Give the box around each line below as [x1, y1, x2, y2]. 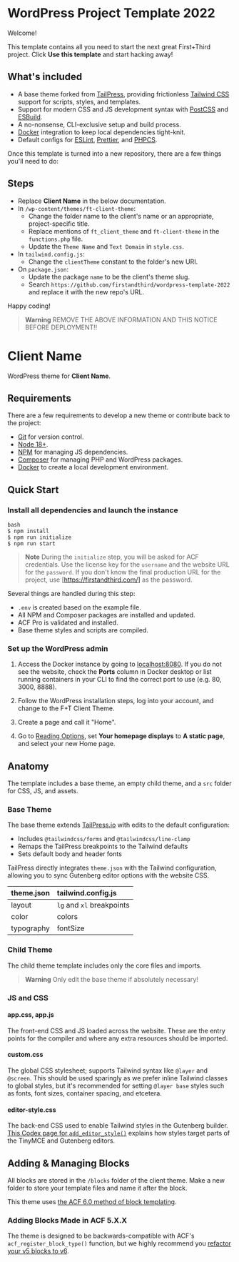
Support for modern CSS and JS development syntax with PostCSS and [17, 105, 228, 114]
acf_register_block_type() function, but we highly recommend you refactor [7, 1239, 232, 1248]
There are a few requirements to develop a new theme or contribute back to [7, 411, 230, 419]
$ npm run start [7, 540, 56, 547]
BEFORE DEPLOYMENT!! [24, 323, 98, 332]
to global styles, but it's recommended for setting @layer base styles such [7, 1081, 225, 1090]
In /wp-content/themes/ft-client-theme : [17, 204, 136, 212]
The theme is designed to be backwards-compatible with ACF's [7, 1231, 195, 1241]
